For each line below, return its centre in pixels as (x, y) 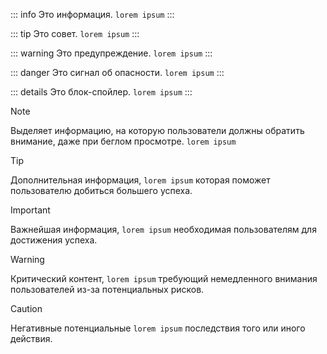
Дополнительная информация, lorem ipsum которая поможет (140, 180)
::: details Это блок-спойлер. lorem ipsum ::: (101, 92)
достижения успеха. (54, 240)
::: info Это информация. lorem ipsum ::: (92, 14)
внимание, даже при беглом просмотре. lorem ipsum (123, 141)
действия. (31, 338)
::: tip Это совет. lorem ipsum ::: (75, 33)
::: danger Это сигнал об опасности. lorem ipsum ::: (117, 72)
